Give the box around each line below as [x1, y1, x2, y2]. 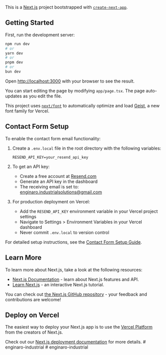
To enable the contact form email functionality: [5, 135, 101, 141]
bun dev [5, 69, 21, 74]
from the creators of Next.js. [5, 329, 63, 335]
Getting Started [5, 18, 54, 27]
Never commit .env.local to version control [19, 229, 109, 235]
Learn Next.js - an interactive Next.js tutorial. [12, 281, 104, 287]
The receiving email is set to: [19, 183, 79, 189]
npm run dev [5, 41, 30, 46]
